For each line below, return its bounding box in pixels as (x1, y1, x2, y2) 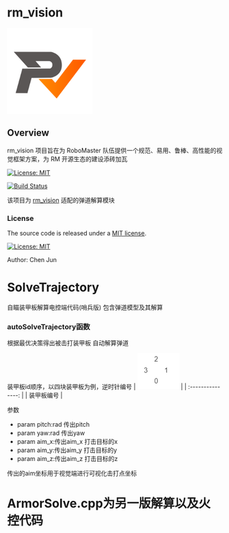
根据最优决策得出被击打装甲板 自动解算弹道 (7, 339, 129, 347)
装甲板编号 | (28, 391, 63, 399)
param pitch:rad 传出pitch (16, 421, 90, 429)
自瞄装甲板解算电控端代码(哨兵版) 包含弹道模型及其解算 (7, 303, 163, 311)
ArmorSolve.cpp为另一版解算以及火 (7, 496, 211, 512)
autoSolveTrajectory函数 (7, 322, 90, 331)
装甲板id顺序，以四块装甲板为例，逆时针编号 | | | (7, 383, 187, 391)
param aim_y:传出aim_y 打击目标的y (16, 446, 118, 454)
